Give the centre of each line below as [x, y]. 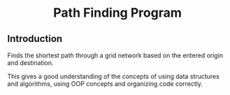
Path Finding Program [117, 13]
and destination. [30, 63]
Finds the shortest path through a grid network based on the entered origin [115, 55]
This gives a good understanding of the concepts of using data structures [114, 76]
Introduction [35, 39]
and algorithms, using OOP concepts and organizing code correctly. [105, 84]
